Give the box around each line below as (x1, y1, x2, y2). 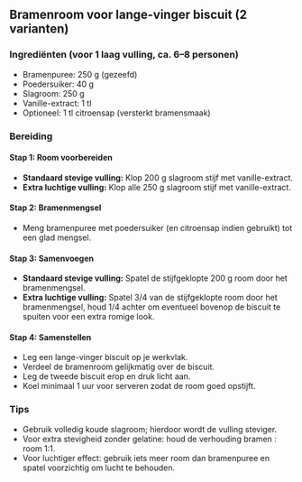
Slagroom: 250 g (22, 88, 85, 98)
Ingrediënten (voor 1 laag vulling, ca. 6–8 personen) (9, 49, 239, 61)
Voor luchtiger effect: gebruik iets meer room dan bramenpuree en (22, 452, 270, 463)
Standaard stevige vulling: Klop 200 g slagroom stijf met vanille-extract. (22, 171, 294, 183)
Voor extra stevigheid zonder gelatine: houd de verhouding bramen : (22, 433, 278, 444)
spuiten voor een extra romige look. (22, 311, 155, 322)
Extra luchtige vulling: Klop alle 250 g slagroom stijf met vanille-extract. (22, 181, 291, 192)
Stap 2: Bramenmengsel (9, 202, 102, 213)
